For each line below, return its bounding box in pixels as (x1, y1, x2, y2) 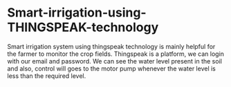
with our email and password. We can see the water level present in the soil (7, 57, 223, 65)
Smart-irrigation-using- (7, 5, 147, 21)
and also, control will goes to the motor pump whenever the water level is (7, 64, 216, 72)
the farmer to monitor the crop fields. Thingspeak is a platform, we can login (7, 50, 225, 58)
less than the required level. (7, 71, 86, 80)
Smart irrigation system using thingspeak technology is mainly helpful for (7, 42, 216, 50)
